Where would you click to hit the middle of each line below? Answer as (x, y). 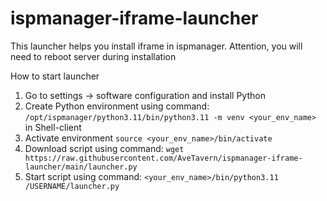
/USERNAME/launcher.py (72, 186)
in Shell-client (53, 127)
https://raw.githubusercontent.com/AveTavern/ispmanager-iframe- (163, 158)
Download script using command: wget (104, 148)
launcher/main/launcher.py (81, 167)
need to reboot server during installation (93, 56)
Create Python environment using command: (117, 106)
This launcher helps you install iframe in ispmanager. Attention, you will (156, 46)
